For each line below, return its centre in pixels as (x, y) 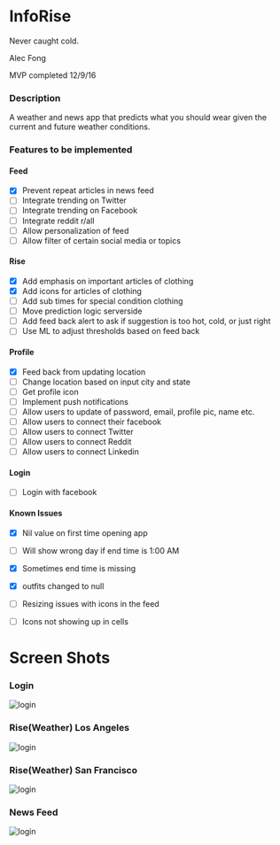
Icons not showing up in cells (75, 621)
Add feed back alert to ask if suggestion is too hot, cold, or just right (146, 322)
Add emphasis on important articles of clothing (108, 281)
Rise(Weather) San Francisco (74, 770)
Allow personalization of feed (75, 230)
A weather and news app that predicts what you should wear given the (138, 118)
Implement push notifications (75, 401)
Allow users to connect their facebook (92, 422)
